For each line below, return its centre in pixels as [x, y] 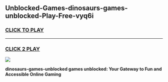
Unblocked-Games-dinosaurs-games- [66, 8]
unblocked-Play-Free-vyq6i [49, 16]
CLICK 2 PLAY [22, 49]
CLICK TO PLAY [24, 30]
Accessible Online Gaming [33, 74]
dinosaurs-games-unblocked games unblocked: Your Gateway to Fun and [83, 69]
